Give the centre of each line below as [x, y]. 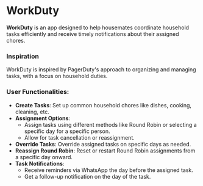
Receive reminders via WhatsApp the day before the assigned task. [109, 170]
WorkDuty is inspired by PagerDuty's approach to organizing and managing [101, 70]
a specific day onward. [44, 157]
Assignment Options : [43, 118]
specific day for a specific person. [67, 131]
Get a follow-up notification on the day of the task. [87, 176]
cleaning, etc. [32, 112]
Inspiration [23, 56]
